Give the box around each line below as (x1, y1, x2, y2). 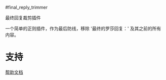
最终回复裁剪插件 (5, 15, 41, 21)
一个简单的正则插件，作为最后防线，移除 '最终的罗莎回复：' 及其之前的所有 (5, 25, 161, 31)
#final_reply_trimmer (5, 5, 48, 10)
